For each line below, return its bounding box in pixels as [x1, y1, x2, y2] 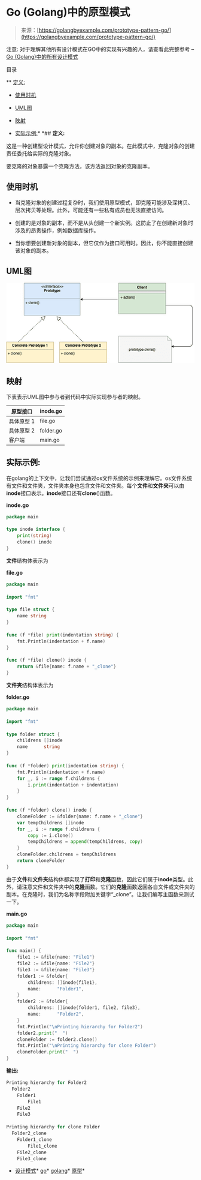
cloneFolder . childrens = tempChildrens [17, 851, 117, 858]
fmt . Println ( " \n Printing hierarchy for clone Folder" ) [17, 1043, 157, 1049]
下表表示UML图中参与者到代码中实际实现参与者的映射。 [6, 394, 144, 401]
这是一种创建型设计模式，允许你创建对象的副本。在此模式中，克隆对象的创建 [6, 142, 195, 149]
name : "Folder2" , [28, 1011, 84, 1017]
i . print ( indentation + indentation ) [28, 782, 119, 788]
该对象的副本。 [14, 247, 52, 254]
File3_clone [17, 1155, 47, 1161]
